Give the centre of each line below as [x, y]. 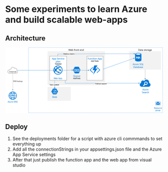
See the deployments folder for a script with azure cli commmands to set [87, 139]
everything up [27, 144]
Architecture [25, 38]
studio [19, 165]
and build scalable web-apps [66, 20]
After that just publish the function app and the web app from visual [82, 160]
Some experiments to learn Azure [76, 9]
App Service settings [34, 155]
